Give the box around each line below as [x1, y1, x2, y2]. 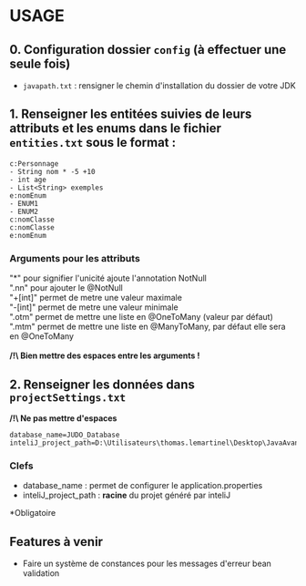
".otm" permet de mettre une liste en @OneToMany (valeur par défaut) [9, 312, 273, 323]
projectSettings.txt [9, 391, 127, 404]
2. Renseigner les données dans [9, 376, 196, 392]
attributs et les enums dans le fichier [9, 120, 221, 137]
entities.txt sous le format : [9, 135, 177, 150]
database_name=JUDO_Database [9, 430, 120, 439]
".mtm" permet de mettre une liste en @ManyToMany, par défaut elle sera [9, 321, 286, 333]
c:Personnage [9, 159, 59, 169]
